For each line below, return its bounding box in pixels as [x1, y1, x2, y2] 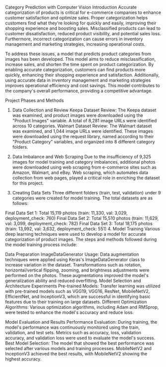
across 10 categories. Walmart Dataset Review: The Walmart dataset [12, 123, 152, 129]
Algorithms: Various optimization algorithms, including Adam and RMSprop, [5, 304, 159, 310]
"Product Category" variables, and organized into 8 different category [12, 139, 155, 145]
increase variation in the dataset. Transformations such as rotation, [5, 262, 142, 268]
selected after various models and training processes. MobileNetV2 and [5, 346, 152, 351]
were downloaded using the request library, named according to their [12, 134, 154, 139]
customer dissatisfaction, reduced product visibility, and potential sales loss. [5, 31, 161, 36]
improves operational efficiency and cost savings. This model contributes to [5, 83, 160, 89]
